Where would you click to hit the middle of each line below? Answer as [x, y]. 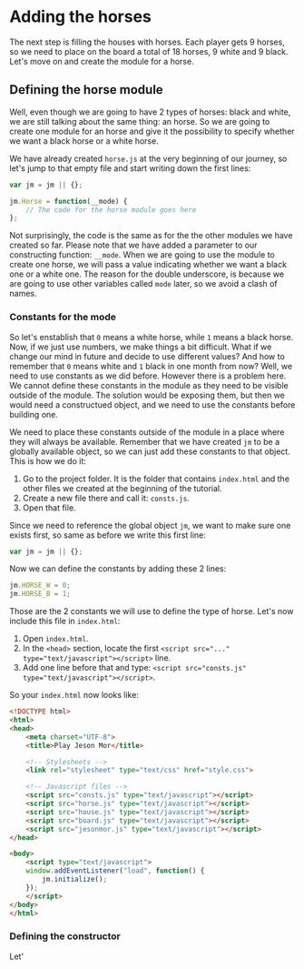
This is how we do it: [48, 460]
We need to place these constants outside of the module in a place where [147, 432]
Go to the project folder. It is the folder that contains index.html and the [156, 479]
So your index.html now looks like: [74, 695]
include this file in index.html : [65, 621]
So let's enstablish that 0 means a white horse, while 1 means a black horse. [152, 337]
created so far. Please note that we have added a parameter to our [133, 245]
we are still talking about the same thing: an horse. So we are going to [140, 121]
